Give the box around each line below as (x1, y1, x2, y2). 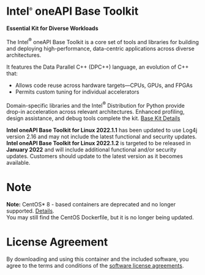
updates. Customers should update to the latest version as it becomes (6, 153, 184, 160)
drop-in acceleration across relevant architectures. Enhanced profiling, (6, 108, 185, 116)
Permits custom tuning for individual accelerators (15, 88, 140, 96)
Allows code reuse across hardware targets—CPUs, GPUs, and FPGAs (15, 81, 193, 89)
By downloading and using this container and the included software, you (6, 255, 189, 263)
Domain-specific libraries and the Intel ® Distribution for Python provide (6, 100, 185, 109)
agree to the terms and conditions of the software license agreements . (6, 262, 184, 269)
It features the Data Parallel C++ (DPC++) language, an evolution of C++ (6, 63, 189, 70)
